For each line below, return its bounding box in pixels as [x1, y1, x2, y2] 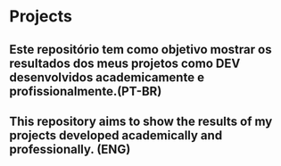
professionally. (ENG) [9, 141, 131, 157]
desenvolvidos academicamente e [9, 70, 205, 85]
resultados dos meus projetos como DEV [9, 55, 241, 71]
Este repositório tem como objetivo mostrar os [9, 42, 272, 57]
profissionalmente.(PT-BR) [9, 83, 162, 99]
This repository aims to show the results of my [9, 113, 273, 129]
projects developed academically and [9, 128, 223, 143]
